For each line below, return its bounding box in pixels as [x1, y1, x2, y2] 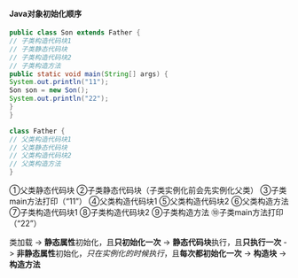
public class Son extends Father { [9, 28, 141, 37]
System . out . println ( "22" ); [9, 94, 109, 104]
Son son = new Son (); [9, 86, 90, 95]
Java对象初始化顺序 [9, 8, 82, 19]
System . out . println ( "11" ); [9, 78, 109, 87]
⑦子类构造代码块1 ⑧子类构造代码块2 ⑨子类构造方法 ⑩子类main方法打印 [9, 207, 284, 218]
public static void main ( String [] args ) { [9, 69, 169, 79]
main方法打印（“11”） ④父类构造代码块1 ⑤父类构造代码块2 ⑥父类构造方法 [9, 196, 289, 207]
